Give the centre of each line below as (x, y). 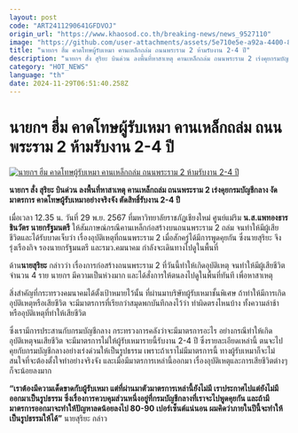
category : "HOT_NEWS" (49, 67)
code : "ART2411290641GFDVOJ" (63, 26)
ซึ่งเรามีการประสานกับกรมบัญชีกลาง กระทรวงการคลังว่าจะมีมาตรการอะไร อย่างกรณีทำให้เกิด (141, 330)
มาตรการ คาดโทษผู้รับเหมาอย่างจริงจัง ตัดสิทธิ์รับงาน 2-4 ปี (95, 200)
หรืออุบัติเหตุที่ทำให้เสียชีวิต (48, 312)
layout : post (33, 17)
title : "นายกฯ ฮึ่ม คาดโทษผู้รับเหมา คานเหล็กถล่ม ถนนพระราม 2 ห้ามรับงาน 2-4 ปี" (130, 51)
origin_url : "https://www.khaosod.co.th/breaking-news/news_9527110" (141, 34)
